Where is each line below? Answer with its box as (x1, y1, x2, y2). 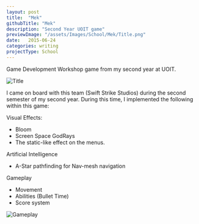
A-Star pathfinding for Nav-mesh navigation (15, 162, 126, 170)
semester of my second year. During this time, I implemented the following (6, 95, 194, 103)
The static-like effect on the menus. (15, 139, 105, 146)
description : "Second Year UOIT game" (6, 26, 105, 32)
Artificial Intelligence (6, 150, 58, 157)
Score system (15, 199, 50, 206)
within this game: (6, 102, 49, 109)
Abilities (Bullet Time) (15, 192, 69, 200)
